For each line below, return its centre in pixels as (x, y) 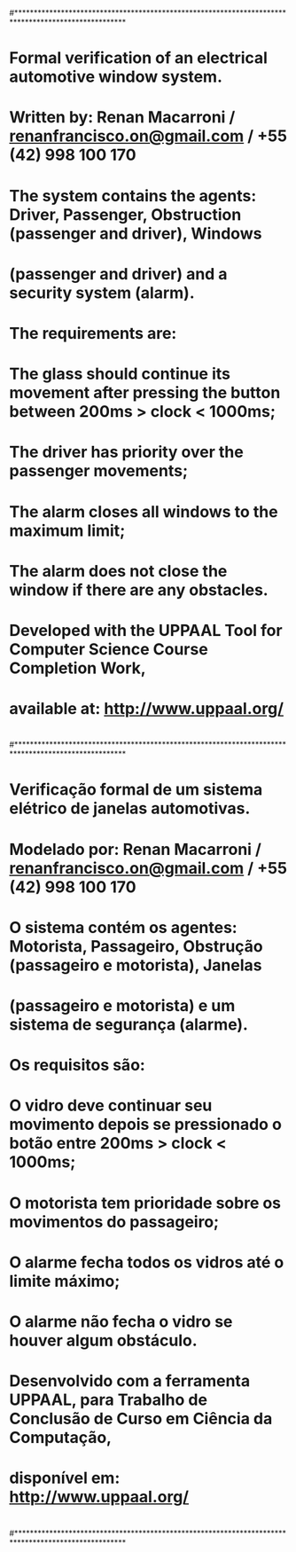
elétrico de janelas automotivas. (130, 808)
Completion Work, (78, 668)
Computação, (61, 1438)
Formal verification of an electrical (139, 58)
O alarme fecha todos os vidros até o (147, 1262)
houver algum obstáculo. (103, 1340)
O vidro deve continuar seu (111, 1105)
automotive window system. (116, 77)
